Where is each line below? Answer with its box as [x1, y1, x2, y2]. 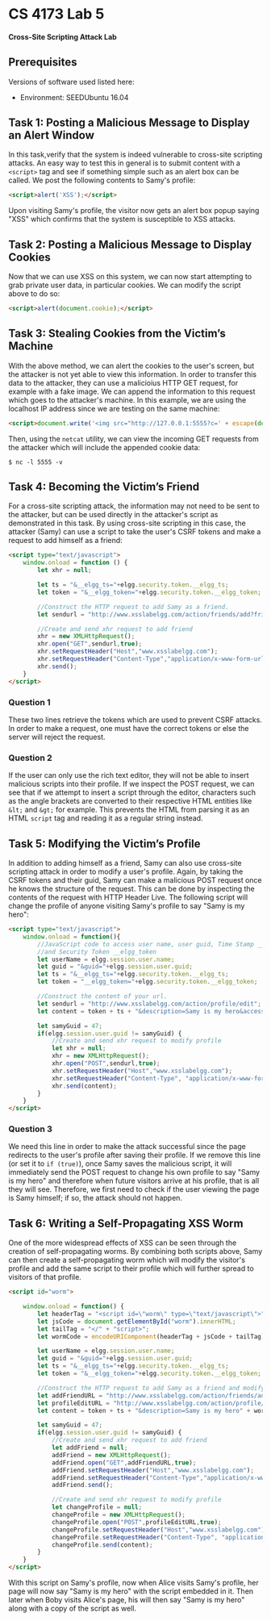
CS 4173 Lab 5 [8, 5, 105, 23]
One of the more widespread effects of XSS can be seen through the [8, 1238, 237, 1247]
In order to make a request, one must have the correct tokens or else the [8, 723, 249, 733]
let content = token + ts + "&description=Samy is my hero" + [37, 1406, 251, 1414]
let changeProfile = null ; [51, 1503, 143, 1511]
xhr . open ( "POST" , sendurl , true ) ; [51, 1059, 161, 1067]
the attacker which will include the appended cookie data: [8, 442, 201, 452]
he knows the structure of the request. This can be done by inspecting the [8, 884, 256, 893]
